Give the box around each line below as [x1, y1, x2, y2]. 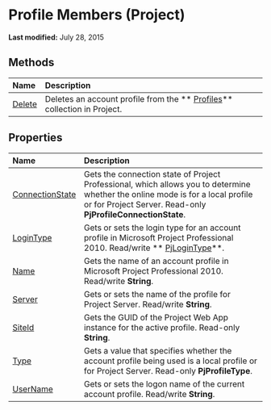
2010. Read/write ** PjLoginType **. [83, 242, 225, 253]
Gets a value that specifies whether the [83, 345, 232, 356]
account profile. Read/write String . [83, 388, 215, 400]
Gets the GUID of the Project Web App [83, 312, 228, 323]
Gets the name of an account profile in [83, 255, 229, 266]
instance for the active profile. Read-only [83, 321, 240, 333]
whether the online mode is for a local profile [83, 188, 253, 199]
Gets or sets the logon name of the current [83, 378, 245, 389]
